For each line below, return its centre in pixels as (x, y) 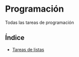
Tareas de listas (28, 49)
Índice (15, 38)
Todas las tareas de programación (40, 22)
